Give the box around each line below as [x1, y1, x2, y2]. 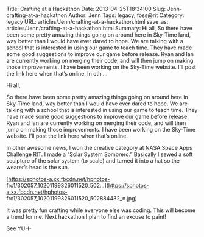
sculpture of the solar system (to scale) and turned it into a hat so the [6, 157, 180, 164]
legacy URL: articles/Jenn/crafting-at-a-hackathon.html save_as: [6, 18, 169, 25]
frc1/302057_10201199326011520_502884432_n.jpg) [6, 195, 137, 202]
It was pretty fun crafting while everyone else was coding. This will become [6, 207, 196, 214]
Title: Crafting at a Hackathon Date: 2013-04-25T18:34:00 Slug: [6, 5, 166, 12]
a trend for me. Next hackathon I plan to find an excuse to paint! [6, 213, 166, 220]
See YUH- [6, 225, 32, 232]
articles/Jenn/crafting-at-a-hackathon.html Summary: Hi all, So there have [6, 24, 193, 32]
